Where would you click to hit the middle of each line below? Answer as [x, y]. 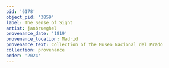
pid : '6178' [21, 12]
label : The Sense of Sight [39, 22]
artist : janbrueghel [32, 28]
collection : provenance [36, 50]
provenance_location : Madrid [42, 39]
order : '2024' [24, 56]
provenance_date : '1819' [37, 34]
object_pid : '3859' [30, 17]
